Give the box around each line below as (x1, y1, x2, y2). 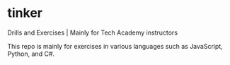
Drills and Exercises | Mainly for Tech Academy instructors (7, 28, 178, 37)
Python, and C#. (7, 49, 55, 58)
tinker (7, 5, 42, 21)
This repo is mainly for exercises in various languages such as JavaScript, (7, 42, 223, 50)
